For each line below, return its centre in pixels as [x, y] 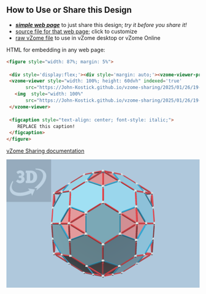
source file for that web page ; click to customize [76, 31]
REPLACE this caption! [46, 126]
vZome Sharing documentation [45, 151]
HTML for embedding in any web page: [56, 50]
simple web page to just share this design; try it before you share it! [101, 24]
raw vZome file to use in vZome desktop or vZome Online [88, 38]
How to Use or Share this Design [69, 10]
